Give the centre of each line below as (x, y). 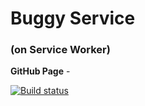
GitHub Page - (40, 71)
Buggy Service (73, 18)
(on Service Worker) (60, 50)
